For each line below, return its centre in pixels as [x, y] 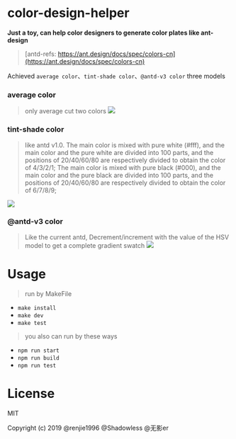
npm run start [38, 350]
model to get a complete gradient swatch [85, 245]
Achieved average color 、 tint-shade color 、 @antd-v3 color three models [116, 76]
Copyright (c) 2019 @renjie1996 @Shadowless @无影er [88, 428]
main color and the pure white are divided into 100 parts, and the [119, 152]
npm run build [38, 358]
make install [37, 308]
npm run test [37, 365]
